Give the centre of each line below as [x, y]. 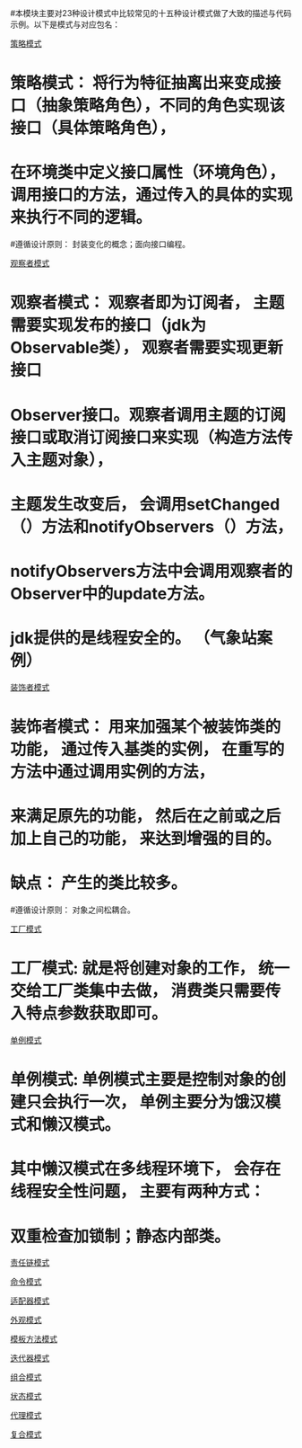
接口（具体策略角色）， [93, 128]
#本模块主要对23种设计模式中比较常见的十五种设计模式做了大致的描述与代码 [151, 13]
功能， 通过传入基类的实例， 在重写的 [147, 750]
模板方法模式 [34, 1339]
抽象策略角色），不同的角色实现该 [164, 106]
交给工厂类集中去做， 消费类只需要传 [146, 991]
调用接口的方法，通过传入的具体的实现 [152, 195]
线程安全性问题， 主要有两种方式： [138, 1191]
